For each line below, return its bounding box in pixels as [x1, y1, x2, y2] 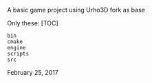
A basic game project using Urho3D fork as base [7, 6, 146, 14]
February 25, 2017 [7, 69, 58, 76]
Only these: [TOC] [7, 19, 58, 27]
